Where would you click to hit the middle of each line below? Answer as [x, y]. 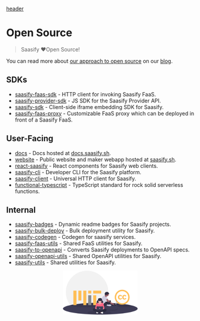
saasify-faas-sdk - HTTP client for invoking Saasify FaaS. [85, 94]
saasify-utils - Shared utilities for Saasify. [65, 262]
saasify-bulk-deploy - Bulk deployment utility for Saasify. [85, 231]
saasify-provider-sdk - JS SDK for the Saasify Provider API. [88, 101]
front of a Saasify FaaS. [44, 120]
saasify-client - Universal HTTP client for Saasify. [75, 178]
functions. [27, 191]
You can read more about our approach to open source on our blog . [90, 61]
